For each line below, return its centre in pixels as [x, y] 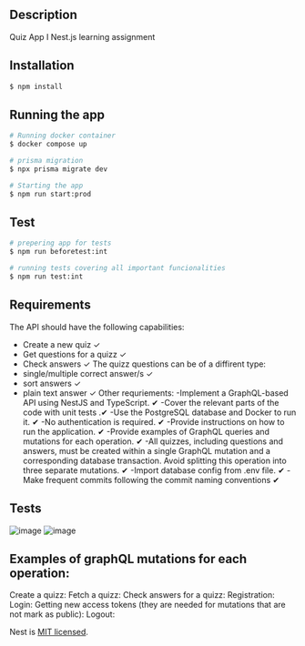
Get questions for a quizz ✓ [75, 354]
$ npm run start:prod [51, 194]
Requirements [50, 305]
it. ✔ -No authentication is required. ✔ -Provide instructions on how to [153, 421]
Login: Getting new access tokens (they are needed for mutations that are [147, 605]
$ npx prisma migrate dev [58, 169]
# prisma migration [46, 161]
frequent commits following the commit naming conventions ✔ [163, 479]
